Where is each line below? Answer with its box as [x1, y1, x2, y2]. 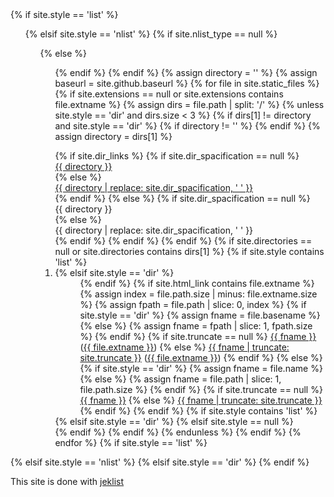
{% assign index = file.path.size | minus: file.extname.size [79, 288, 318, 300]
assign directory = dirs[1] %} [54, 131, 173, 142]
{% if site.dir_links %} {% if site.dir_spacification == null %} [54, 150, 300, 162]
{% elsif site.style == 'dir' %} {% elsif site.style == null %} [54, 416, 294, 427]
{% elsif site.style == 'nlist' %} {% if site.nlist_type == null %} [24, 28, 278, 40]
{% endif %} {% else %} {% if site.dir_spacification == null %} [54, 193, 311, 204]
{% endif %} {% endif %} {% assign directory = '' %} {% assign [54, 67, 318, 78]
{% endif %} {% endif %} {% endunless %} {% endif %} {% [54, 426, 302, 438]
